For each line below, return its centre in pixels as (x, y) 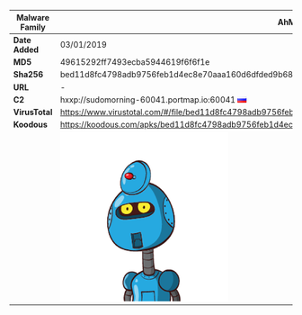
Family (33, 27)
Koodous (30, 125)
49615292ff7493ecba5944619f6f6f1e (135, 62)
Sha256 (28, 75)
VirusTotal (33, 112)
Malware (33, 17)
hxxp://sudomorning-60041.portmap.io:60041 (148, 99)
